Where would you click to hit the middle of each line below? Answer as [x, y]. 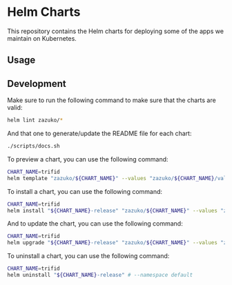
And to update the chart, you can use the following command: [95, 224]
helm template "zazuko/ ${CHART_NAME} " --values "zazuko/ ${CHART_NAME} [111, 178]
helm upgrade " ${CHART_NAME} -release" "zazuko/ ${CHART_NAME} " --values [112, 243]
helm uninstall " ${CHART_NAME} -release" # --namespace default [100, 275]
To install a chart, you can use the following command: [85, 191]
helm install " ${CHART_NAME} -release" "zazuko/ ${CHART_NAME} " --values [112, 210]
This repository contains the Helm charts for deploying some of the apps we [116, 31]
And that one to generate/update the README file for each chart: [99, 134]
